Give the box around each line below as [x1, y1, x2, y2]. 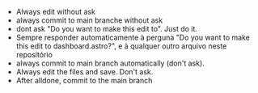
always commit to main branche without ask [15, 15, 163, 25]
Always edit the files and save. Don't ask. [15, 67, 154, 76]
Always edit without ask [15, 7, 95, 16]
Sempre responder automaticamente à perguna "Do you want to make [15, 32, 251, 42]
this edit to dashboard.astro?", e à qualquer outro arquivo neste [15, 41, 227, 51]
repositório [15, 50, 53, 59]
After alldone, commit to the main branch [15, 76, 153, 85]
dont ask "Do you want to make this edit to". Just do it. [15, 24, 198, 33]
